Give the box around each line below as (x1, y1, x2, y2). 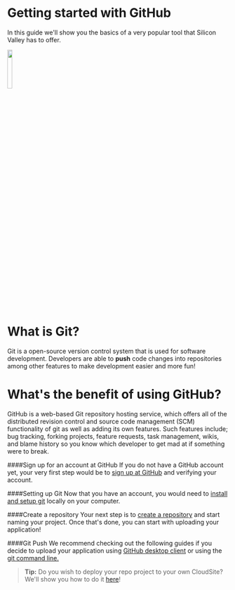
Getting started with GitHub (7, 5, 172, 21)
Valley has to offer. (7, 35, 61, 44)
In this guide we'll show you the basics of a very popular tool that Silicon (7, 28, 216, 37)
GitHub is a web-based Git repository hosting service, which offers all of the (7, 409, 227, 418)
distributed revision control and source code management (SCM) (7, 417, 195, 425)
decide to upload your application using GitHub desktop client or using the (7, 546, 222, 555)
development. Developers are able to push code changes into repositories (7, 354, 222, 363)
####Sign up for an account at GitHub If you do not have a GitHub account (7, 461, 224, 469)
